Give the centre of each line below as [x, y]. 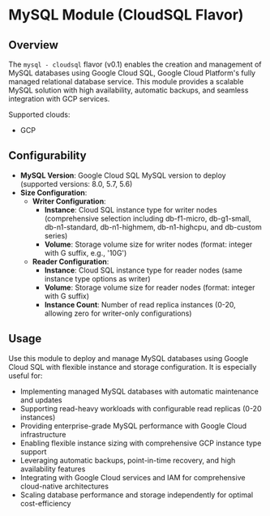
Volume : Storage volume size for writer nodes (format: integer [148, 244]
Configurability [47, 156]
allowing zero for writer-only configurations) [118, 313]
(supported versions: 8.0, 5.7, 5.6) [76, 183]
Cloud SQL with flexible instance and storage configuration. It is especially [133, 367]
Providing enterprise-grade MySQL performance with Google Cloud [133, 426]
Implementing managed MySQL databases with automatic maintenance [139, 391]
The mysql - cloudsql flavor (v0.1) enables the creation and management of [135, 64]
